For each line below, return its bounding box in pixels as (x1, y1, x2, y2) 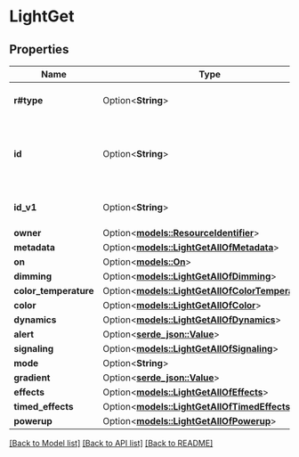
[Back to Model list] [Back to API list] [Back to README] (9, 438, 214, 448)
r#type (13, 94, 44, 106)
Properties (9, 42, 69, 57)
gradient (13, 371, 51, 384)
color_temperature (13, 285, 95, 297)
